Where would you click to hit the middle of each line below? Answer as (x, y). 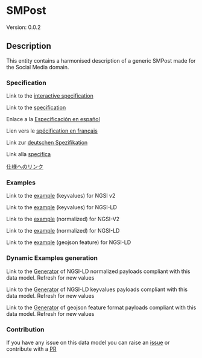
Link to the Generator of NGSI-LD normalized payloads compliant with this (98, 271)
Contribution (25, 329)
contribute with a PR (31, 349)
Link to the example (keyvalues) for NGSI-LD (62, 207)
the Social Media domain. (38, 67)
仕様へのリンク (25, 167)
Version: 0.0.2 (24, 27)
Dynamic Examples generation (52, 258)
